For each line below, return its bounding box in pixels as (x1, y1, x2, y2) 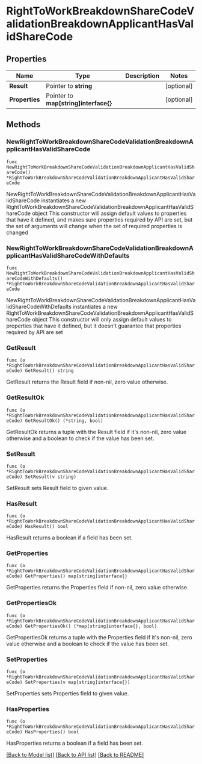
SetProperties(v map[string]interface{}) (25, 679, 130, 686)
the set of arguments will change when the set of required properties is (6, 222, 182, 229)
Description (125, 72, 160, 79)
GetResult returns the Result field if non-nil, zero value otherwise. (6, 378, 168, 386)
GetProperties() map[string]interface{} (25, 573, 128, 579)
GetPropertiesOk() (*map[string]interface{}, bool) (25, 623, 158, 629)
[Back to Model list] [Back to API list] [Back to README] (6, 751, 144, 759)
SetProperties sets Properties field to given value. (6, 690, 129, 697)
